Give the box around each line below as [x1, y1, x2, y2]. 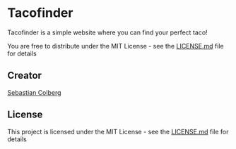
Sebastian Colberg [7, 88, 61, 96]
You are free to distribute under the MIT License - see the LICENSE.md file [7, 41, 224, 50]
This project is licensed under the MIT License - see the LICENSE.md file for [7, 127, 229, 136]
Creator [7, 70, 42, 82]
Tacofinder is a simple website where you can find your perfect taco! [7, 28, 208, 37]
